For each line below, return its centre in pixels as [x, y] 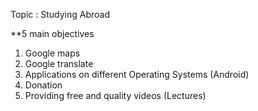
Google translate [59, 63]
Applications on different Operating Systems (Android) [137, 74]
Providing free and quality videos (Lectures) [115, 95]
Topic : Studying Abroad [60, 14]
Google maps [52, 53]
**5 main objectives [52, 33]
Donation [43, 85]
